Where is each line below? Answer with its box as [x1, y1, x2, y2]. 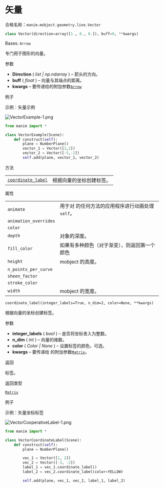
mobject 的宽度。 [60, 288, 100, 294]
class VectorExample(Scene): [5, 132, 64, 137]
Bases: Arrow [5, 40, 31, 46]
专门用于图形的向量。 [5, 50, 48, 56]
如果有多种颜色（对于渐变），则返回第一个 [60, 242, 155, 248]
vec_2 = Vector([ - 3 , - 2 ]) [22, 460, 76, 465]
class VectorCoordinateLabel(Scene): [5, 438, 82, 442]
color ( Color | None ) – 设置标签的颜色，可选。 [12, 342, 107, 348]
